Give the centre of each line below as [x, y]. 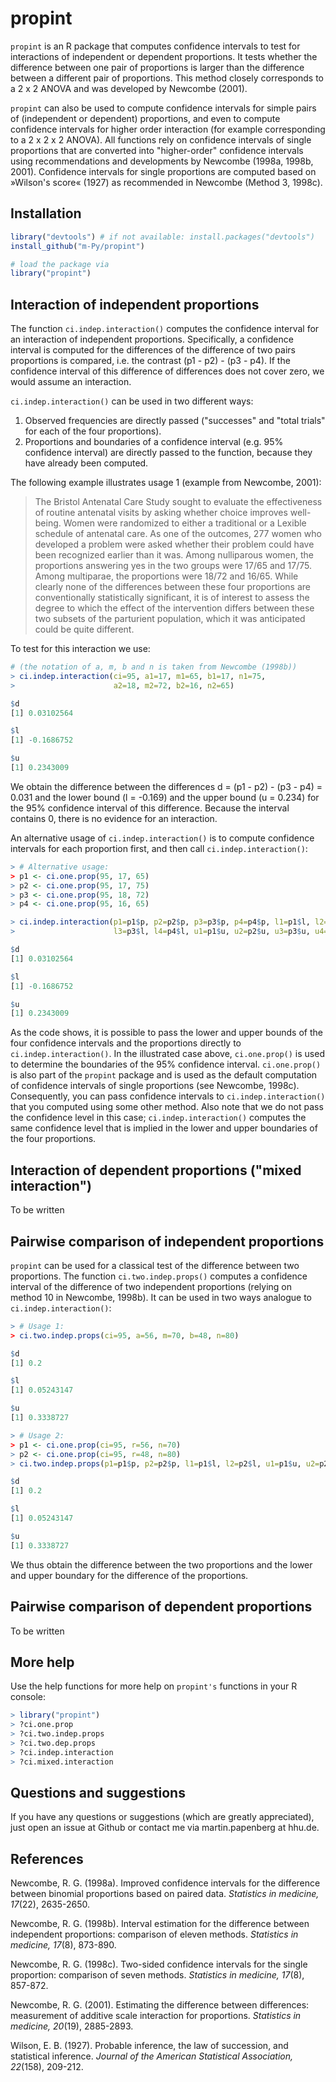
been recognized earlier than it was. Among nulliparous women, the [174, 555]
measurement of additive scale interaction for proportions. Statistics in [156, 2016]
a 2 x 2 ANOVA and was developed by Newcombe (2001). [129, 88]
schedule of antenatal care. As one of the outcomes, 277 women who [178, 534]
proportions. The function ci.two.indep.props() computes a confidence [159, 1276]
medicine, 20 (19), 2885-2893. [72, 2026]
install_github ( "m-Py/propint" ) [77, 246]
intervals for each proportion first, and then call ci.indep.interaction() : [159, 848]
